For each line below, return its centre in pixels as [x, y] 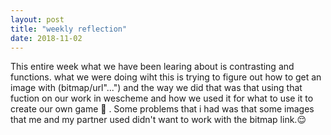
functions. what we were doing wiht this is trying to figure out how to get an [166, 77]
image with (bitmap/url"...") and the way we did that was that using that [156, 88]
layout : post [37, 19]
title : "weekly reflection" [69, 29]
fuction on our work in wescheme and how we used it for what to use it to [162, 98]
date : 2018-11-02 [46, 38]
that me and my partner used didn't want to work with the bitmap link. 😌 [158, 120]
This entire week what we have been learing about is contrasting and [152, 67]
